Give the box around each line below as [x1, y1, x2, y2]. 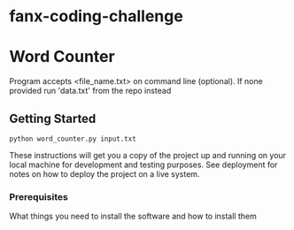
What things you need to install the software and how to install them [9, 211, 257, 222]
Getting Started [9, 111, 97, 126]
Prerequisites [9, 190, 68, 203]
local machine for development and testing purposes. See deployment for [9, 159, 278, 170]
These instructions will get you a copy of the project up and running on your [9, 149, 286, 160]
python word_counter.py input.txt [9, 134, 137, 143]
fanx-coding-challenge [9, 6, 183, 27]
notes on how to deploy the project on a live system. [9, 168, 200, 179]
